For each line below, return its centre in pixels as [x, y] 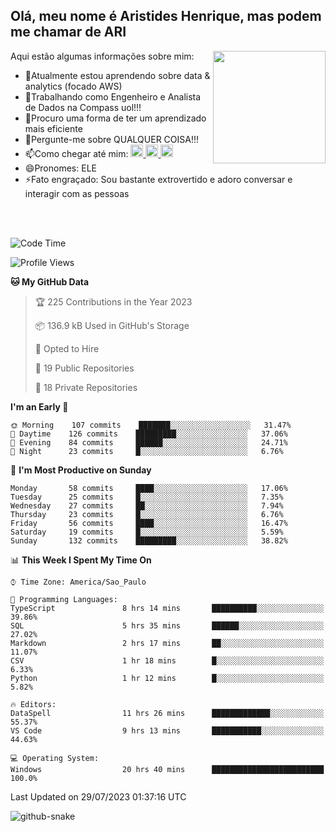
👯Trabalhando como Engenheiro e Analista [113, 96]
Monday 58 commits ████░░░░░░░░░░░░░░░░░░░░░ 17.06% [149, 488]
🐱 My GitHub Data [50, 281]
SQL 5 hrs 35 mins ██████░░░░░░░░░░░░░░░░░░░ [167, 625]
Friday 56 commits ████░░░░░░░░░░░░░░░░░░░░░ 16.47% [149, 523]
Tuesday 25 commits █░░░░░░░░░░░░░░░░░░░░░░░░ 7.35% [147, 497]
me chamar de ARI [68, 32]
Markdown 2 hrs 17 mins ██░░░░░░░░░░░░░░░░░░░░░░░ [167, 643]
